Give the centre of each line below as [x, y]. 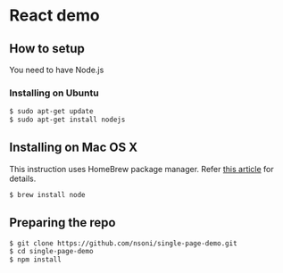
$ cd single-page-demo [51, 252]
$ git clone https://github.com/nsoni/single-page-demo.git [124, 243]
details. [23, 178]
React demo [54, 16]
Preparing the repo [62, 223]
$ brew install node [48, 194]
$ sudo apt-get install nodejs [67, 120]
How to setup [47, 49]
